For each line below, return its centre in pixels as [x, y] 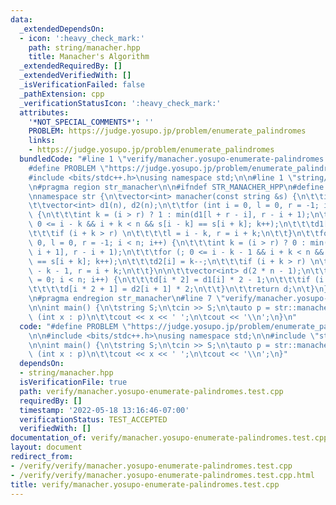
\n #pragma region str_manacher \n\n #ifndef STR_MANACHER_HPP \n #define [176, 187]
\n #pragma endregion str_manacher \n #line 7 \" [127, 299]
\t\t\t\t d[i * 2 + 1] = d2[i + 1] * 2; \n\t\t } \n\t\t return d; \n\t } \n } [178, 289]
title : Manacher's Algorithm [89, 57]
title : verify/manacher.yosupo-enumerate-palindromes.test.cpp [145, 484]
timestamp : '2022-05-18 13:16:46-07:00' [104, 410]
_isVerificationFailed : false [82, 85]
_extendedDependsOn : [62, 29]
